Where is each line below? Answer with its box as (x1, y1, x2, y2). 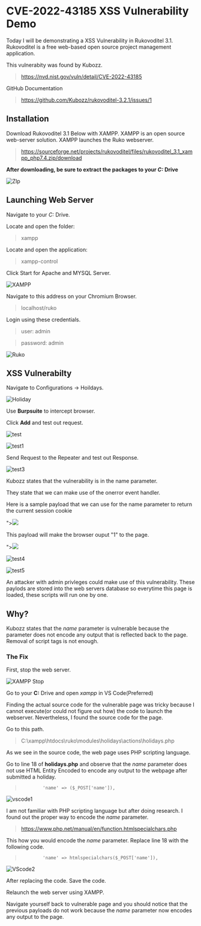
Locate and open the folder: (6, 223, 75, 230)
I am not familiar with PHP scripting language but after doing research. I (6, 807, 183, 815)
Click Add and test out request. (6, 419, 83, 427)
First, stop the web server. (6, 666, 71, 673)
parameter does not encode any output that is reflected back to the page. (6, 631, 188, 638)
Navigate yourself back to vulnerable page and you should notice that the (6, 901, 188, 908)
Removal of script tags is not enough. (6, 638, 99, 645)
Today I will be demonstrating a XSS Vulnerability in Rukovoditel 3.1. (6, 37, 173, 44)
